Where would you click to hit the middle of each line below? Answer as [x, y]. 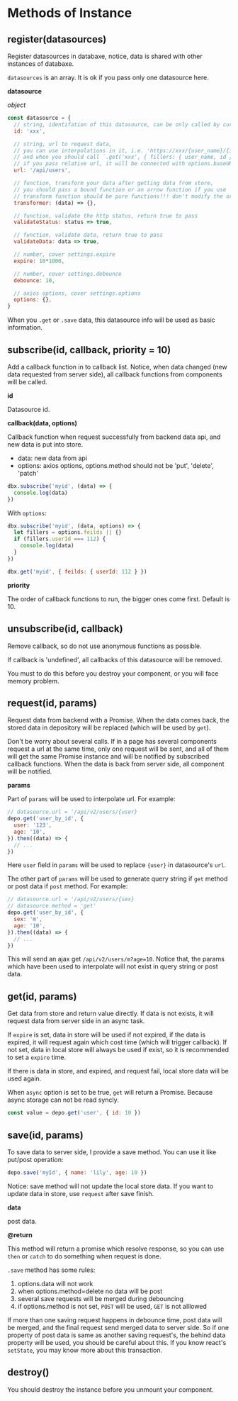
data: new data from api [52, 458]
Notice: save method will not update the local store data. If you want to [110, 1186]
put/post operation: [35, 1159]
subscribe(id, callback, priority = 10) [89, 350]
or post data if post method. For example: [68, 886]
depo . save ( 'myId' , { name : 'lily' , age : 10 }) [77, 1172]
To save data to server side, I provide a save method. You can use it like [112, 1152]
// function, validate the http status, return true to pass [106, 216]
